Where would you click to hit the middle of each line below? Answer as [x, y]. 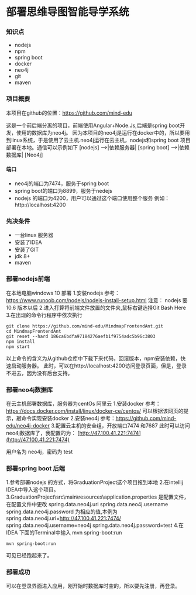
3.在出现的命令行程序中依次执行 [44, 315]
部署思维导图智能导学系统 [68, 12]
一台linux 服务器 [34, 235]
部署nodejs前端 [28, 279]
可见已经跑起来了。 [29, 556]
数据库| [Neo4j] [25, 155]
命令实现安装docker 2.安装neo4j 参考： [68, 418]
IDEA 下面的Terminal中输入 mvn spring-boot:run [64, 533]
